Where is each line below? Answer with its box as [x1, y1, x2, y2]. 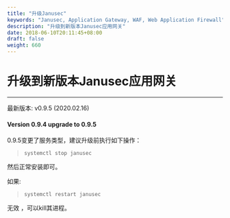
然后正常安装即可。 [7, 162, 62, 171]
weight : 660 [7, 42, 41, 49]
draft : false [7, 36, 44, 43]
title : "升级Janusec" [7, 10, 67, 17]
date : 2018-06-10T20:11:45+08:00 [7, 29, 103, 36]
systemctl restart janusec [23, 191, 101, 198]
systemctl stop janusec [23, 150, 92, 157]
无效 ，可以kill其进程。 [7, 204, 71, 213]
